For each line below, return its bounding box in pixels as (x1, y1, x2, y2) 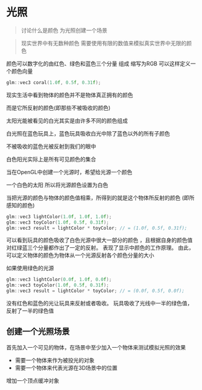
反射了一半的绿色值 (6, 307, 54, 314)
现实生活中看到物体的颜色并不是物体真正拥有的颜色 (6, 91, 133, 99)
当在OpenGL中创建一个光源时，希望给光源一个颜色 (6, 168, 133, 175)
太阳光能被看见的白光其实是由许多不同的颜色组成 (6, 117, 128, 124)
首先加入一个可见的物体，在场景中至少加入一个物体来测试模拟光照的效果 (6, 343, 186, 351)
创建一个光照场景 (6, 327, 70, 337)
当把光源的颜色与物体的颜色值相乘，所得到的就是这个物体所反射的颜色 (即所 (6, 194, 195, 201)
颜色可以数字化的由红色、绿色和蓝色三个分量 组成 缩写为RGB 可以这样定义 (6, 60, 191, 67)
